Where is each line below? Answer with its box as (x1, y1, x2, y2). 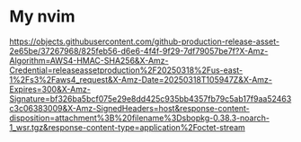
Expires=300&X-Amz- (9, 84, 92, 94)
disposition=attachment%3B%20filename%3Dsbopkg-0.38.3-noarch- (9, 112, 270, 123)
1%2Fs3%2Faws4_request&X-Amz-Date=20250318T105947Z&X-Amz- (9, 74, 272, 84)
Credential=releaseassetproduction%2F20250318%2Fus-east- (9, 65, 243, 75)
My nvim (9, 6, 75, 27)
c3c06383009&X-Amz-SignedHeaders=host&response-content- (9, 102, 250, 113)
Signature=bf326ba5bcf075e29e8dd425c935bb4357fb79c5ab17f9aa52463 (9, 93, 292, 104)
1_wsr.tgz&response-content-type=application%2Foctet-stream (9, 121, 245, 132)
